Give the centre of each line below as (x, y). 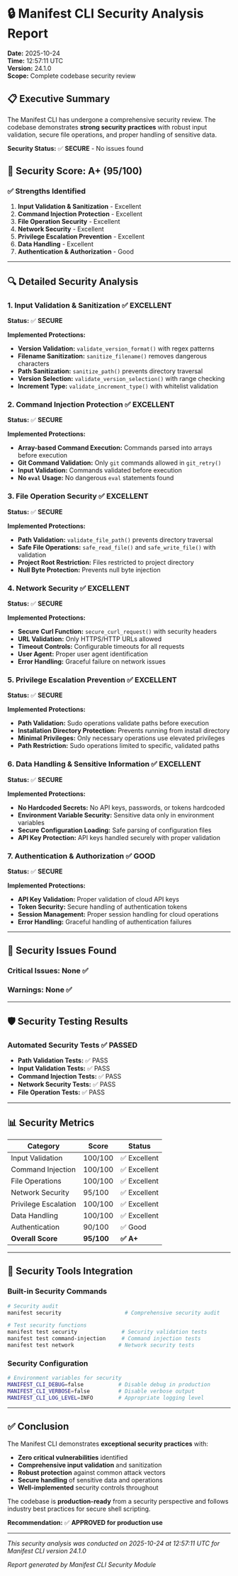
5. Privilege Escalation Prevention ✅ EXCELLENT (92, 679)
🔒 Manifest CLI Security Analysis (106, 14)
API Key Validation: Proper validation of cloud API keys (98, 899)
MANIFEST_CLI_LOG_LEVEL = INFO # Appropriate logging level (106, 1398)
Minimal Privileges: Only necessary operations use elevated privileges (121, 738)
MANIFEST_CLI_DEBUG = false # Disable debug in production (109, 1385)
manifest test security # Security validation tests (107, 1332)
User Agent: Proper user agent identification (83, 654)
